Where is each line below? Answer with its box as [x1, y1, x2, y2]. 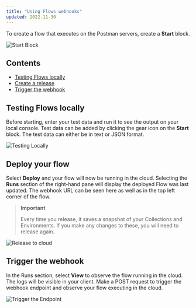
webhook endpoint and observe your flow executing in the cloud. [6, 284, 163, 291]
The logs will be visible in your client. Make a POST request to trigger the [6, 278, 182, 285]
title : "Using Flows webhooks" [6, 8, 82, 15]
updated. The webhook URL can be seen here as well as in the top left [6, 187, 176, 194]
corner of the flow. [6, 193, 51, 200]
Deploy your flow [6, 159, 70, 169]
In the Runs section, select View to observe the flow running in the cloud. [6, 272, 183, 279]
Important [20, 204, 46, 211]
